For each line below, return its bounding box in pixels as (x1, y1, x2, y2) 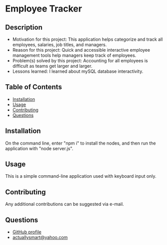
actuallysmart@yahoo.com (12, 234, 68, 240)
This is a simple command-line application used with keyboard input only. (5, 173, 156, 179)
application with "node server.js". (5, 145, 73, 151)
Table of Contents (5, 83, 62, 91)
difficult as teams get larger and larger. (12, 63, 92, 69)
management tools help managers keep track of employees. (12, 52, 136, 58)
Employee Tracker (5, 3, 82, 15)
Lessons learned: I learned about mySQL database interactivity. (12, 68, 143, 74)
